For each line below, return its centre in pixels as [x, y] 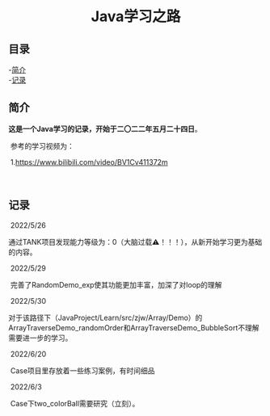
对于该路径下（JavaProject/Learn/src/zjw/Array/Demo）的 [105, 317]
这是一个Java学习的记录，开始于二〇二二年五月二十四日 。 [105, 128]
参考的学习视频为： [42, 145]
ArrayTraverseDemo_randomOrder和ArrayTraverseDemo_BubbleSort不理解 [134, 327]
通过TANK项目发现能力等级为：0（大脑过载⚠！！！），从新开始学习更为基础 [135, 242]
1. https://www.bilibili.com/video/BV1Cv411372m [89, 162]
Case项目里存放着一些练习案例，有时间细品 [82, 370]
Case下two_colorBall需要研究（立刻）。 [75, 403]
